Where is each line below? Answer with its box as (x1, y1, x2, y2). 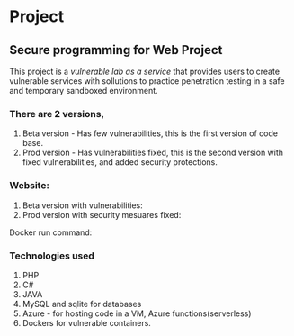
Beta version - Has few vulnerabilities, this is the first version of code (22, 128, 279, 139)
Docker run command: (9, 227, 93, 238)
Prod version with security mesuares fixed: (22, 209, 182, 220)
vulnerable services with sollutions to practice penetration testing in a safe (9, 76, 285, 86)
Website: (9, 179, 49, 192)
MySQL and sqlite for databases (22, 298, 142, 309)
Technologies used (9, 250, 94, 262)
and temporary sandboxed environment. (9, 86, 159, 95)
